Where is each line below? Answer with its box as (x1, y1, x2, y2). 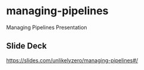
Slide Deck (6, 41, 47, 51)
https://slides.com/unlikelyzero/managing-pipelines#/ (6, 56, 139, 63)
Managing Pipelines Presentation (6, 24, 88, 31)
